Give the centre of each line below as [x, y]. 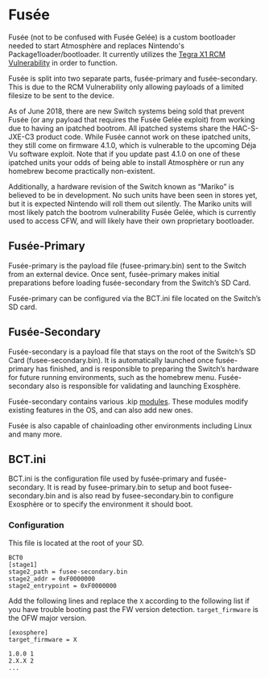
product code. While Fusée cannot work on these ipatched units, [143, 136]
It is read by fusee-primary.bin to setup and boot [128, 487]
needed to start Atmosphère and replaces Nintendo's [97, 45]
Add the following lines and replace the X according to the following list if [129, 601]
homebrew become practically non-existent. [82, 171]
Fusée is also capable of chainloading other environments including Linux [130, 425]
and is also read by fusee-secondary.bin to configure [146, 496]
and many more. [35, 434]
